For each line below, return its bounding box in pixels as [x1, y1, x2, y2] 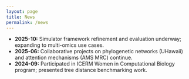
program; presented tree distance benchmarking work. [14, 67, 148, 74]
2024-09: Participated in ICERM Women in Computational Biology [14, 60, 175, 67]
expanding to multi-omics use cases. [14, 42, 104, 49]
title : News [6, 14, 35, 20]
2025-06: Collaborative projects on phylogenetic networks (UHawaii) [14, 48, 184, 55]
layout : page [6, 8, 38, 15]
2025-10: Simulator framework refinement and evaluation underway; [14, 36, 182, 43]
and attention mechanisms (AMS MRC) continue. [14, 54, 133, 61]
